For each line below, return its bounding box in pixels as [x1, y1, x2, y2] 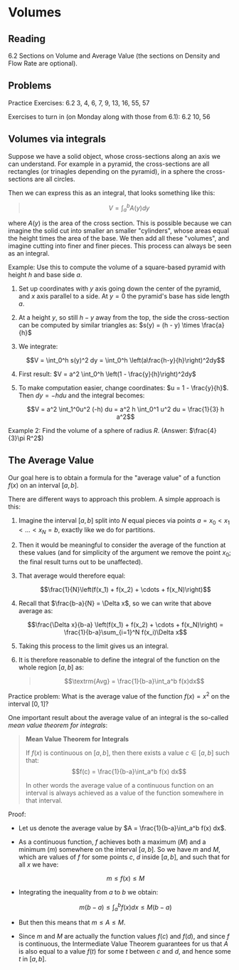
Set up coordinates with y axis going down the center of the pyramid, [18, 284, 221, 293]
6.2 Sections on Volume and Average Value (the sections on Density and [8, 51, 221, 60]
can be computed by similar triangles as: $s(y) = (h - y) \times [18, 321, 201, 330]
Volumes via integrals [8, 133, 106, 145]
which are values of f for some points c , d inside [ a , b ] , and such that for [18, 852, 230, 861]
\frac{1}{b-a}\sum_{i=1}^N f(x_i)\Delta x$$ [63, 628, 188, 637]
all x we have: [18, 860, 59, 869]
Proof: [8, 810, 26, 818]
